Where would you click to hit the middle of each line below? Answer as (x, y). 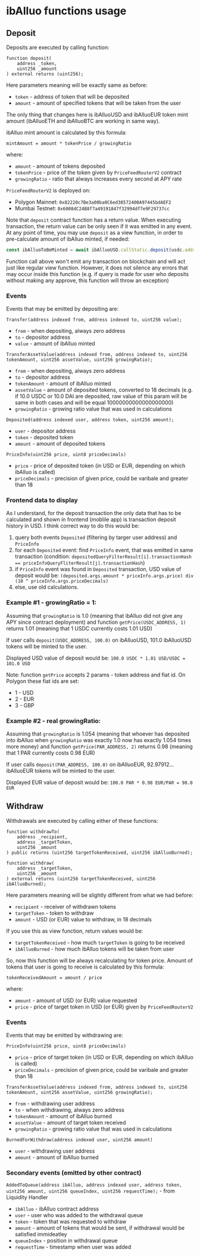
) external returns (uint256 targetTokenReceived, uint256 (81, 879)
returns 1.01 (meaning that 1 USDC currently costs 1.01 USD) (79, 628)
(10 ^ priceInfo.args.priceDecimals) (62, 581)
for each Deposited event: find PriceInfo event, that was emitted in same (104, 550)
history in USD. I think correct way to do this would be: (73, 526)
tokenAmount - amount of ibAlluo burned (63, 1116)
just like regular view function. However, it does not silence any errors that (97, 268)
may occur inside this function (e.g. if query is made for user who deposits (98, 274)
